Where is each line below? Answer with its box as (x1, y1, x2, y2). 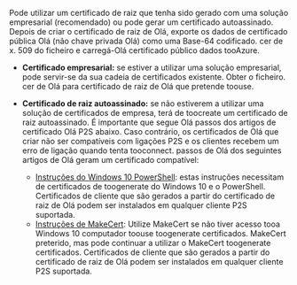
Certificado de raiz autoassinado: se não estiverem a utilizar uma (21, 98, 264, 109)
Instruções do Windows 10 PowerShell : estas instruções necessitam (35, 172, 285, 182)
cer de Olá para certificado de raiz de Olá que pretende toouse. (21, 81, 254, 91)
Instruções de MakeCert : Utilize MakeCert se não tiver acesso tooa (35, 219, 281, 229)
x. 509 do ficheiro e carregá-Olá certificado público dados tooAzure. (9, 45, 260, 56)
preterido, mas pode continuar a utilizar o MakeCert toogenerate (35, 238, 271, 248)
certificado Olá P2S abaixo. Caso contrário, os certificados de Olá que (21, 127, 279, 136)
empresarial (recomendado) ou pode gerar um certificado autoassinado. (9, 17, 274, 27)
